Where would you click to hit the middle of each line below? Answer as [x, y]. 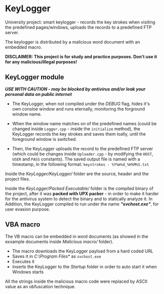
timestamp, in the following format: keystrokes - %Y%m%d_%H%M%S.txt [81, 164]
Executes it [23, 261]
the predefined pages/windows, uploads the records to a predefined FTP [79, 27]
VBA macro [23, 225]
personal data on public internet [39, 94]
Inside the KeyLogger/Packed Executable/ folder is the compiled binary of [79, 188]
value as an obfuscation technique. [40, 286]
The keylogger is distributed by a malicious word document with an [72, 42]
